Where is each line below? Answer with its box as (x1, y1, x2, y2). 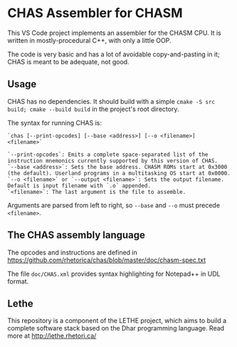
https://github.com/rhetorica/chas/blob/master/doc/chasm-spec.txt (7, 255, 206, 264)
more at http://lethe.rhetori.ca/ (7, 331, 97, 340)
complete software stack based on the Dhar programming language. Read (7, 324, 225, 333)
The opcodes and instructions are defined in (7, 248, 137, 257)
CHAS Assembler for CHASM (7, 5, 183, 21)
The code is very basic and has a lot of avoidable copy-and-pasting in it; (7, 50, 220, 58)
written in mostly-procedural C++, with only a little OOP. (7, 36, 172, 44)
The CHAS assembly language (7, 229, 146, 242)
